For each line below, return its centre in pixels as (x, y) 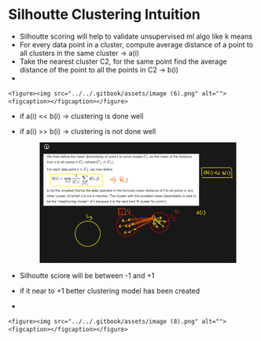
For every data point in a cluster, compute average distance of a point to (136, 44)
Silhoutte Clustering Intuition (104, 15)
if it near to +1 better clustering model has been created (110, 291)
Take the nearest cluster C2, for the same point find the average (123, 61)
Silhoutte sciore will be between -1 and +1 (87, 275)
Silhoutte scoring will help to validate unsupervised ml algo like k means (136, 36)
